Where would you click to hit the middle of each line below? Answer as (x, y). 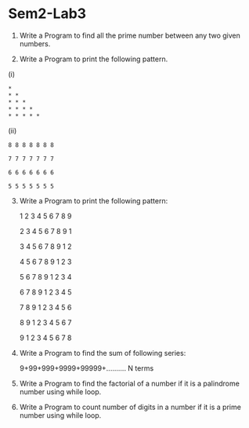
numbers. (35, 43)
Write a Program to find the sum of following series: (103, 353)
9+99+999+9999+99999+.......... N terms (87, 368)
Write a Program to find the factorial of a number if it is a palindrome (130, 383)
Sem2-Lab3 (47, 14)
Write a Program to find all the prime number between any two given (130, 35)
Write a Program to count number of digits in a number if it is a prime (130, 407)
